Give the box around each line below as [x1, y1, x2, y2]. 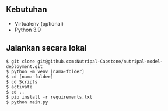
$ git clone [6, 58, 35, 65]
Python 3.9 [14, 26, 41, 33]
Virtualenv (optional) [14, 20, 64, 27]
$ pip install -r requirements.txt [6, 94, 93, 100]
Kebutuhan [6, 5, 48, 15]
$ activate [6, 84, 33, 89]
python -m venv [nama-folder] [11, 69, 85, 74]
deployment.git [6, 63, 43, 69]
